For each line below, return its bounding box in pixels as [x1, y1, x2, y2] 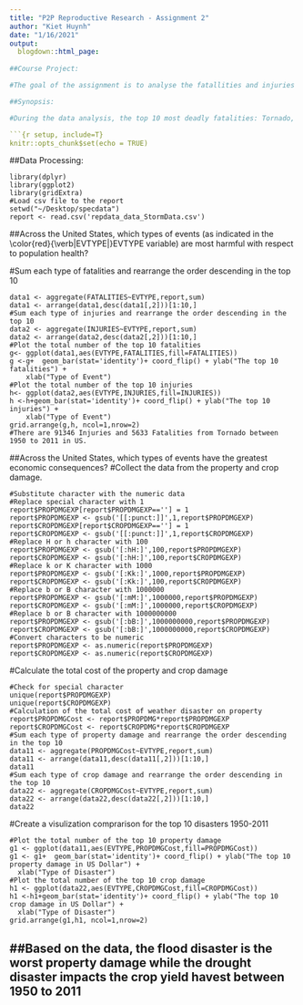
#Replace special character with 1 [9, 498, 145, 507]
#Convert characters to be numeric [9, 633, 145, 643]
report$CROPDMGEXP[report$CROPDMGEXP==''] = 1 [9, 522, 189, 531]
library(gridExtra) [9, 189, 84, 198]
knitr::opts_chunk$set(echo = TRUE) [9, 139, 148, 148]
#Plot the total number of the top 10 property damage [9, 836, 222, 845]
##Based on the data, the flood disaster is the [9, 940, 273, 956]
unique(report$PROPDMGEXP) [9, 690, 112, 700]
